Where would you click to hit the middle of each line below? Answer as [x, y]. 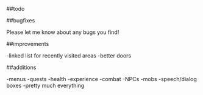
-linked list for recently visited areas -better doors [69, 56]
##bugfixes [21, 20]
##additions [21, 67]
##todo [16, 9]
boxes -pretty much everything [45, 85]
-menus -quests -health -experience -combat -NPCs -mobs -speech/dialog [101, 79]
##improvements [28, 44]
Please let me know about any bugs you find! [63, 32]
